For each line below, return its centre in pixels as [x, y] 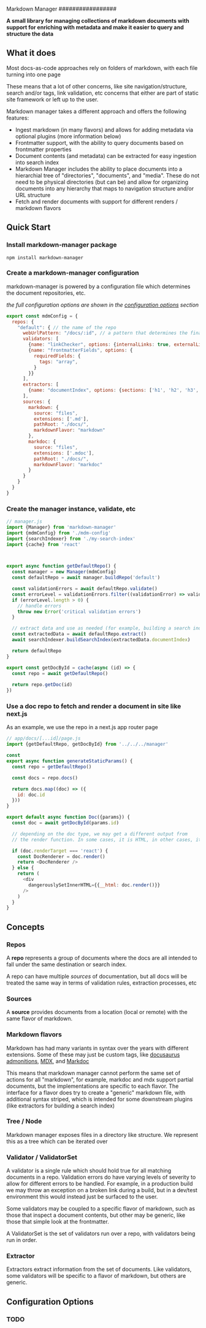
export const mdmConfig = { [42, 316]
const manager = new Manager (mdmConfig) [64, 572]
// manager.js [25, 521]
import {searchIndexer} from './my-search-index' [71, 539]
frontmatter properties [43, 149]
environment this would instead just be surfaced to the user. [82, 1197]
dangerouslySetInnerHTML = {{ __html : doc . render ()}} [94, 885]
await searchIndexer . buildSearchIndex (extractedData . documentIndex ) [101, 640]
